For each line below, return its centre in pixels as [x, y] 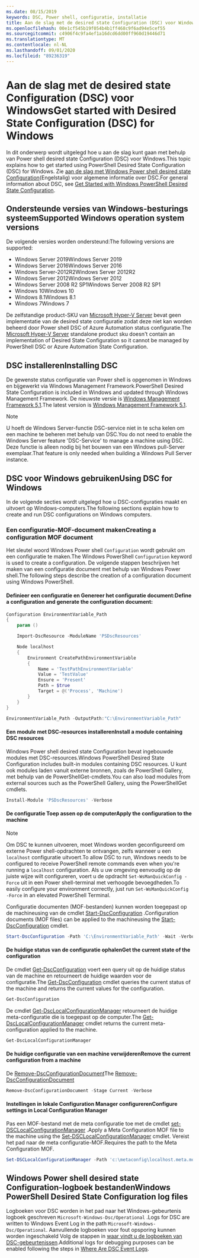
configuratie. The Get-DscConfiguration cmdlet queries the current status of [98, 982]
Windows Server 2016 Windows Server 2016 [68, 266]
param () [28, 625]
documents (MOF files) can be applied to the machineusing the [83, 919]
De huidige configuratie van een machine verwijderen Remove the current [98, 1054]
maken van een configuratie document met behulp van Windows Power [93, 569]
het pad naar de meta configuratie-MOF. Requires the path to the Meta [92, 1142]
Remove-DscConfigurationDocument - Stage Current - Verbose [79, 1090]
